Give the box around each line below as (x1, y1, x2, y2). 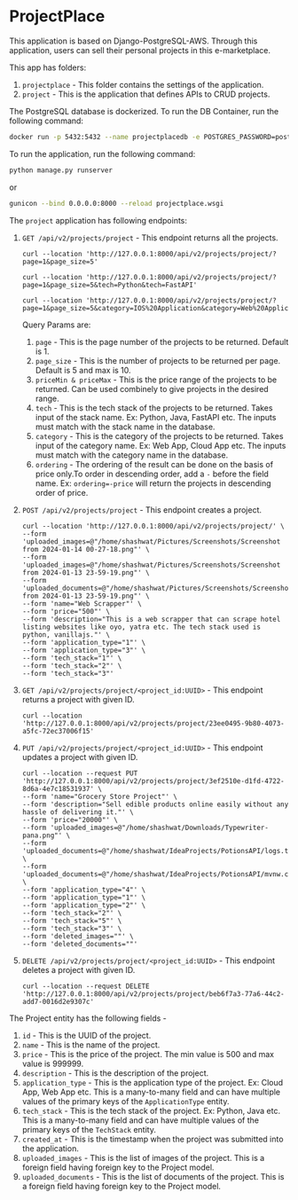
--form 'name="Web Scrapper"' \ (21, 599, 142, 608)
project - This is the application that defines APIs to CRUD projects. (21, 89, 271, 99)
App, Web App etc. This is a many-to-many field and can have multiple (21, 1086, 281, 1097)
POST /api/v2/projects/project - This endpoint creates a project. (21, 504, 263, 515)
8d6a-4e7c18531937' (21, 784, 95, 793)
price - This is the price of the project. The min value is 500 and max (21, 1048, 275, 1059)
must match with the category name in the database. (35, 450, 229, 460)
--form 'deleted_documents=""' (21, 939, 138, 948)
